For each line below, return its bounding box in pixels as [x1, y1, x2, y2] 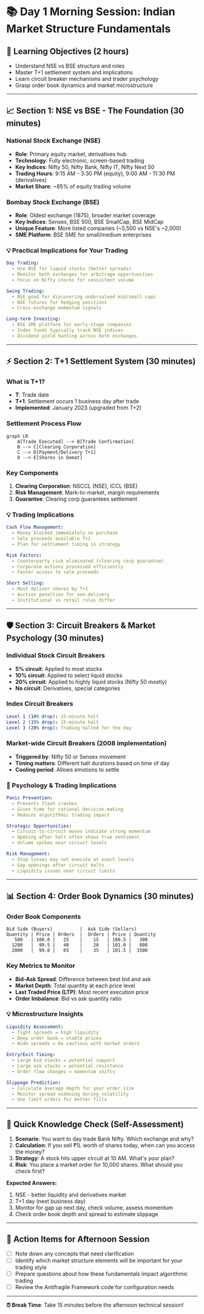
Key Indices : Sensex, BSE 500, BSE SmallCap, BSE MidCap [15, 218, 164, 225]
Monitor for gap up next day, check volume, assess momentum [15, 1204, 173, 1211]
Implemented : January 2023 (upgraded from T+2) [15, 404, 141, 411]
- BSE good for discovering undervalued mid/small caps [12, 293, 156, 300]
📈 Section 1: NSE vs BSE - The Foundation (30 [6, 106, 184, 116]
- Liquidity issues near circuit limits [12, 867, 115, 874]
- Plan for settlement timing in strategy [12, 541, 121, 547]
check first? [15, 1167, 45, 1175]
